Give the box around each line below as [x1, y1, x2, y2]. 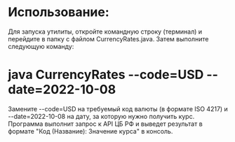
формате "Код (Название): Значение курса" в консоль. [8, 127, 173, 135]
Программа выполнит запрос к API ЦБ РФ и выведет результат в [8, 120, 203, 128]
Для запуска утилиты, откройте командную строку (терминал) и [8, 27, 203, 36]
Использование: [8, 4, 109, 20]
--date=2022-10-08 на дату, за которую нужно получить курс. [8, 112, 195, 120]
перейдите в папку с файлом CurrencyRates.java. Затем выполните [8, 34, 209, 43]
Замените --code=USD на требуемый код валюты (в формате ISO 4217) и [8, 104, 229, 113]
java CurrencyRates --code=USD [8, 67, 204, 83]
